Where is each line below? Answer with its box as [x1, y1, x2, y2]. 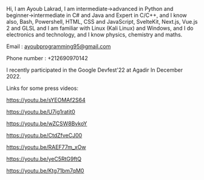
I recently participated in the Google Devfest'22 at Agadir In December [6, 66, 183, 74]
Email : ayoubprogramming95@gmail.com [6, 43, 111, 50]
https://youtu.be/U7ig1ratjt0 [6, 108, 76, 115]
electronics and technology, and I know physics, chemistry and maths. [6, 31, 183, 38]
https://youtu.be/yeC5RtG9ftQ [6, 155, 82, 162]
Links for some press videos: [6, 85, 79, 92]
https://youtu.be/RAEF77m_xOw [6, 144, 86, 151]
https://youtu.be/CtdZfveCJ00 [6, 132, 83, 139]
